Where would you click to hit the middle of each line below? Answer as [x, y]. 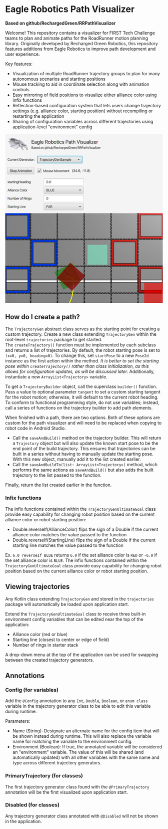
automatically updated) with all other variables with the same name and [86, 757]
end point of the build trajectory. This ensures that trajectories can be [84, 449]
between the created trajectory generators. [49, 660]
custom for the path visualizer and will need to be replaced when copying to [83, 423]
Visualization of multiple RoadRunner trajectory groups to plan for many [86, 73]
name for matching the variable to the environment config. [72, 742]
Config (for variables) [32, 690]
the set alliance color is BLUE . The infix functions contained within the [76, 560]
